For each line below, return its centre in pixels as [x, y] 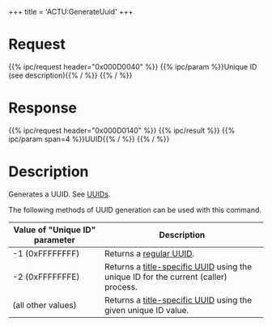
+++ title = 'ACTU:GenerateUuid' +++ [71, 12]
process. [121, 286]
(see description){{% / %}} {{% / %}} [70, 75]
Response [43, 108]
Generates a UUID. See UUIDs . [59, 194]
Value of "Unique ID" [55, 230]
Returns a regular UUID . [149, 253]
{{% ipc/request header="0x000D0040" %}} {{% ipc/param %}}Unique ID [133, 66]
